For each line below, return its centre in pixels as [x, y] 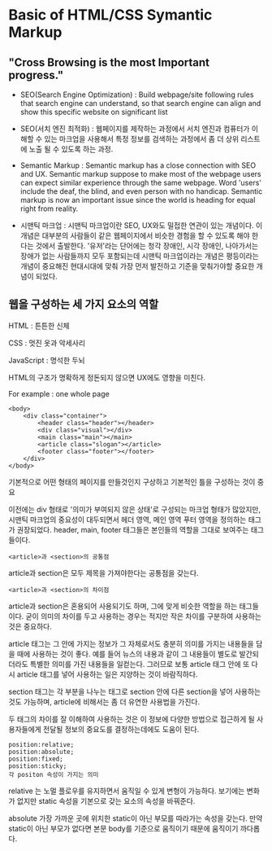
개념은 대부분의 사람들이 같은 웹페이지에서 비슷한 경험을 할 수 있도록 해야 [135, 235]
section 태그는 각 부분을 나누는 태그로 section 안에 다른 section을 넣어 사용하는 [135, 691]
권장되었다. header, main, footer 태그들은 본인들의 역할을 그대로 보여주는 [133, 529]
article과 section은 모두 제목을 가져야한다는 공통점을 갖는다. [104, 572]
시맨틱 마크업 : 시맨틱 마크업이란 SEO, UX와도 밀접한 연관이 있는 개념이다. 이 [141, 225]
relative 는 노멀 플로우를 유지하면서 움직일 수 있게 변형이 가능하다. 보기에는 [127, 791]
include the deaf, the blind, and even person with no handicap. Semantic [141, 191]
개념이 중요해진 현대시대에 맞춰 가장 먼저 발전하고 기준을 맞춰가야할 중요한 [137, 266]
